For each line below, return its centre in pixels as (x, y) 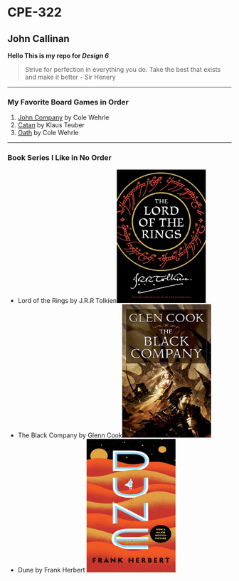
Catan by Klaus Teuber (51, 125)
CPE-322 (35, 12)
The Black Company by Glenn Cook (70, 435)
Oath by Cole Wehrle (48, 133)
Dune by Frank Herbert (51, 570)
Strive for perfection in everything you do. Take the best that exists (123, 69)
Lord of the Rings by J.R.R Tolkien (67, 300)
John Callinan (38, 39)
